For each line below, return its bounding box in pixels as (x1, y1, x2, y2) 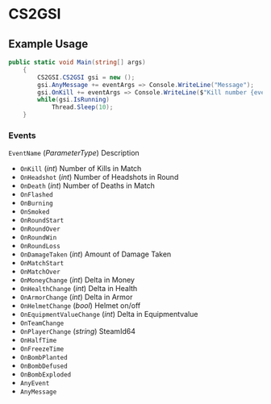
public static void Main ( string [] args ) (8, 58, 147, 66)
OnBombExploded (19, 371, 72, 379)
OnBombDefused (19, 362, 68, 371)
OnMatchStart (19, 260, 65, 268)
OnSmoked (19, 208, 50, 216)
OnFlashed (19, 191, 54, 199)
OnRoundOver (19, 225, 60, 234)
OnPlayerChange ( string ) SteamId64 (19, 327, 135, 336)
